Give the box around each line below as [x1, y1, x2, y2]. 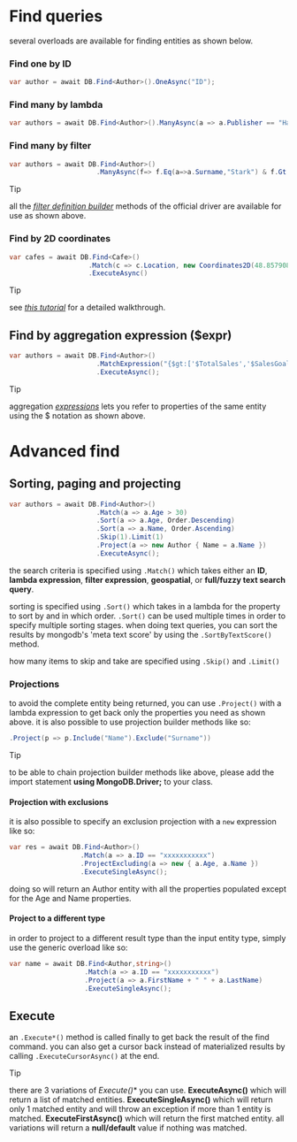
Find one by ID [9, 57, 72, 70]
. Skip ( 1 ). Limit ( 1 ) [95, 533, 164, 541]
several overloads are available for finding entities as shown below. [9, 35, 254, 46]
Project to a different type [9, 913, 106, 924]
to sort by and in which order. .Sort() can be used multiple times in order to [9, 610, 286, 621]
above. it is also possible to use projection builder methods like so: [9, 717, 251, 727]
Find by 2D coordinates [9, 233, 111, 245]
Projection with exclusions [9, 796, 109, 807]
